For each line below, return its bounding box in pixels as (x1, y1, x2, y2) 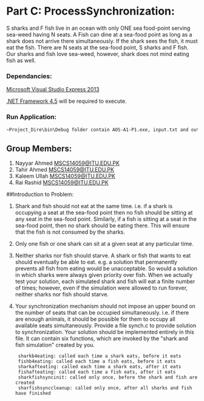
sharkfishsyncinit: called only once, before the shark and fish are (18, 374, 198, 381)
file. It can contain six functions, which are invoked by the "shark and (15, 335, 188, 342)
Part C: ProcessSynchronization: (6, 4, 175, 18)
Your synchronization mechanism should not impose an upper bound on (15, 302, 196, 310)
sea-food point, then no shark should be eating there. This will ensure (15, 222, 190, 229)
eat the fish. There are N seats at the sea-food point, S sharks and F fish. (6, 44, 189, 51)
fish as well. (6, 57, 36, 64)
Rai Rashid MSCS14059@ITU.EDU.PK (15, 179, 109, 186)
